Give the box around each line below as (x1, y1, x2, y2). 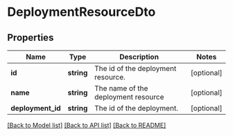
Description (119, 52, 159, 61)
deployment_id (10, 104, 61, 113)
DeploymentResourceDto (7, 4, 156, 20)
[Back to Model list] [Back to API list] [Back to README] (7, 122, 166, 129)
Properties (7, 32, 54, 43)
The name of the (94, 84, 148, 93)
